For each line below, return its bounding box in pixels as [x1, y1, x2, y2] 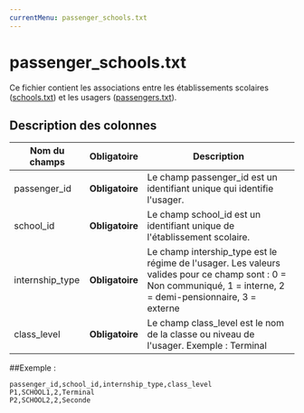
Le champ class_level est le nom [147, 317, 285, 330]
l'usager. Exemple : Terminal [147, 340, 267, 352]
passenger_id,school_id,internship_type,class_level [9, 380, 213, 390]
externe [147, 302, 180, 314]
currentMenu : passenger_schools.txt [9, 13, 147, 23]
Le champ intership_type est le [147, 246, 278, 258]
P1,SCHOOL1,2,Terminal [9, 388, 95, 398]
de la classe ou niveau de [147, 328, 255, 341]
